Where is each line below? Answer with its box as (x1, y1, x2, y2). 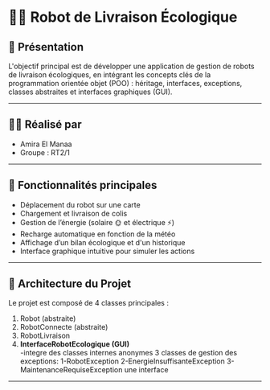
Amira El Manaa (19, 139, 72, 149)
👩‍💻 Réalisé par (8, 117, 82, 132)
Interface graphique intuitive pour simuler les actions (19, 246, 195, 256)
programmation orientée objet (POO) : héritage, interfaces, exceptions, (8, 79, 243, 88)
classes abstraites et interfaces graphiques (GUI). (8, 87, 173, 96)
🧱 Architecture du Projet (8, 277, 131, 291)
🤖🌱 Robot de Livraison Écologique (8, 8, 238, 27)
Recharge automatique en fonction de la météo (19, 229, 176, 239)
